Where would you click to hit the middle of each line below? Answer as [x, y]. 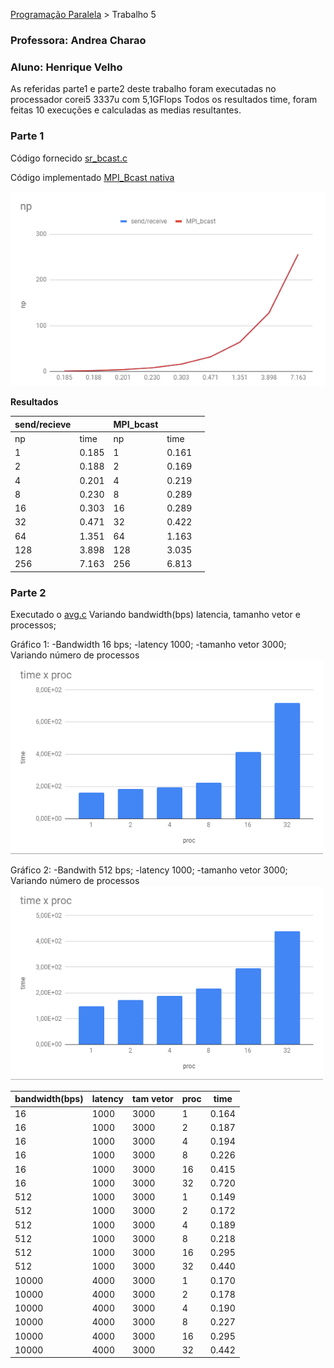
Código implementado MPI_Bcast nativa [92, 177]
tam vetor [153, 1099]
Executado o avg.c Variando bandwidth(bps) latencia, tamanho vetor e [155, 614]
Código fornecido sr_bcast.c [69, 158]
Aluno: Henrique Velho [66, 67]
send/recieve [43, 424]
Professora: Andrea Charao [78, 40]
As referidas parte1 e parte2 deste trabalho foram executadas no [143, 89]
